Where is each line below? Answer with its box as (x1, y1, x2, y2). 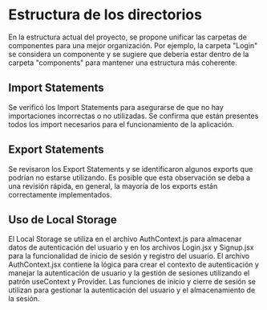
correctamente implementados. (8, 190, 112, 199)
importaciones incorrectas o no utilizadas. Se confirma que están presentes (8, 111, 259, 120)
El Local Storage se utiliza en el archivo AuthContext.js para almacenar (8, 235, 242, 244)
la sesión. (8, 294, 40, 304)
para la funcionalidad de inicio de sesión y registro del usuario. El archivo (8, 251, 250, 261)
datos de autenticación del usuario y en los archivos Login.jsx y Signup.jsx (8, 243, 254, 252)
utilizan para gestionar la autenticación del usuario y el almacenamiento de (8, 285, 256, 295)
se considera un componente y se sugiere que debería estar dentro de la (8, 49, 249, 59)
